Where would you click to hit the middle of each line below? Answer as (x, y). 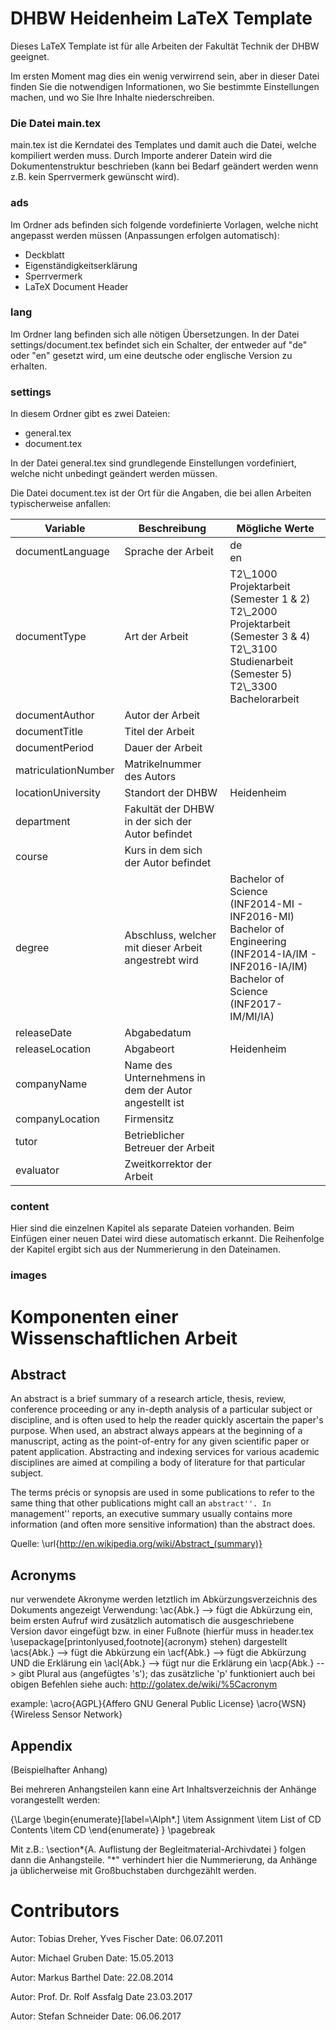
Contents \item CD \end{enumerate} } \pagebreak (113, 1829)
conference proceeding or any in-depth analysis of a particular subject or (161, 1409)
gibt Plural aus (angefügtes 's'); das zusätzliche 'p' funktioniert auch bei (167, 1674)
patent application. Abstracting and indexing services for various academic (165, 1452)
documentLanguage (62, 552)
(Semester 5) (261, 674)
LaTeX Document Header (76, 286)
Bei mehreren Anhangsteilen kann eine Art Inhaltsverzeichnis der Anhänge (163, 1789)
